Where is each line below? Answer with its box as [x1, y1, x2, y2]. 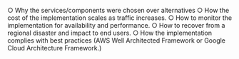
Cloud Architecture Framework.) [7, 44, 102, 52]
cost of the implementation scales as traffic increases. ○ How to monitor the [7, 14, 233, 22]
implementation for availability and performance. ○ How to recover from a [7, 21, 225, 29]
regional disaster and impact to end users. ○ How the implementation [7, 28, 213, 37]
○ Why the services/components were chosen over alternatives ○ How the [7, 6, 230, 14]
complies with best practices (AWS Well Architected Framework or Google [7, 36, 226, 45]
